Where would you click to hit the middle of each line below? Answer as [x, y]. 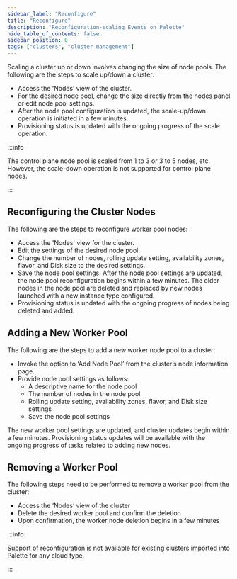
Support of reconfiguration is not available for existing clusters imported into [118, 548]
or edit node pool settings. [56, 103]
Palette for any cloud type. [46, 556]
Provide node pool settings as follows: [73, 378]
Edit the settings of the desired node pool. [79, 250]
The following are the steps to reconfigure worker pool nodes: [98, 229]
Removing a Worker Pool [63, 467]
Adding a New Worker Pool [68, 333]
